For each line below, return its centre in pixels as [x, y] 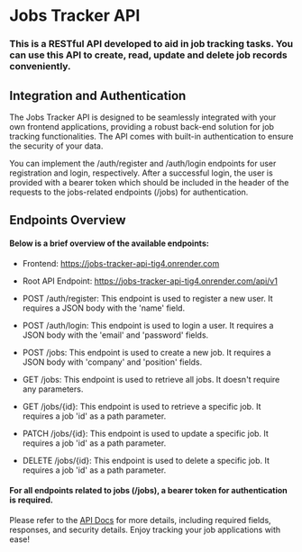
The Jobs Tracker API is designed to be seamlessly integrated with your [143, 117]
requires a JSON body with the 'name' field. [104, 308]
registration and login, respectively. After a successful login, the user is [141, 173]
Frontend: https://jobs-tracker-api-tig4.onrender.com [121, 263]
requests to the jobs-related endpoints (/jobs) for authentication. [129, 192]
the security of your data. [56, 146]
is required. [32, 500]
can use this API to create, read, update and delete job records [148, 55]
